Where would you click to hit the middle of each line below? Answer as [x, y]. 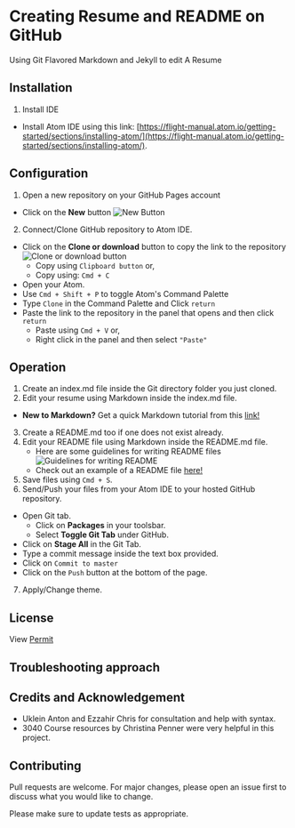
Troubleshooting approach [84, 667]
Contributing [45, 765]
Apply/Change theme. [62, 590]
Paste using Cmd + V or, [78, 330]
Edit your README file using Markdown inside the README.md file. [145, 442]
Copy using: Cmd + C [72, 275]
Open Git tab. [46, 516]
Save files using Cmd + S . [67, 480]
